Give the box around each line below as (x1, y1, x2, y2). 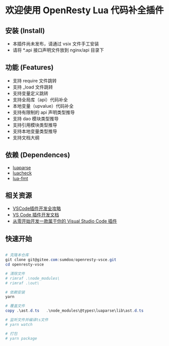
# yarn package (5, 336, 37, 341)
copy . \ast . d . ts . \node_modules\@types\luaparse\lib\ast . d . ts (5, 308, 144, 314)
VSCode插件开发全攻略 (12, 205, 61, 211)
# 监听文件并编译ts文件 (5, 317, 49, 322)
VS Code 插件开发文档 (12, 212, 59, 218)
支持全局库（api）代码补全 (12, 97, 68, 103)
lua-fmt (12, 175, 28, 181)
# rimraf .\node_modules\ (5, 276, 60, 281)
